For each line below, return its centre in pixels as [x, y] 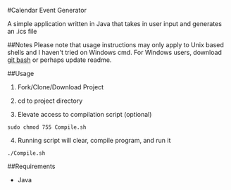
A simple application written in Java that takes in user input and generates [114, 24]
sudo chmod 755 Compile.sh [47, 127]
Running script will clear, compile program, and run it [94, 140]
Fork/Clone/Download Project [61, 87]
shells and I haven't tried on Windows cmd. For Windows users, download [114, 52]
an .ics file [22, 31]
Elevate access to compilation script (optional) [85, 114]
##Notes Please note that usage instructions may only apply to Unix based [115, 45]
